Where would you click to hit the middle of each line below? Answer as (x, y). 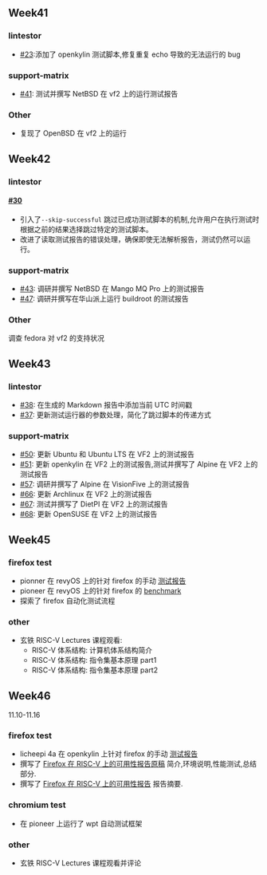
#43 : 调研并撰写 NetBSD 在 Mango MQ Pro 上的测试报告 (112, 289)
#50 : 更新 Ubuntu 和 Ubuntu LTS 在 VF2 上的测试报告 (107, 455)
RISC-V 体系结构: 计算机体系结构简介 (92, 650)
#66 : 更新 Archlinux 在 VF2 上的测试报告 (86, 495)
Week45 (29, 540)
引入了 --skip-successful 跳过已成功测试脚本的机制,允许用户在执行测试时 (139, 219)
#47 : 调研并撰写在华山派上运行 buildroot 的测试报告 (104, 299)
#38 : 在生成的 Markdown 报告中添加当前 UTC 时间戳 (106, 405)
